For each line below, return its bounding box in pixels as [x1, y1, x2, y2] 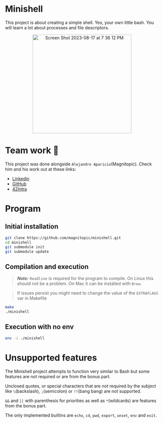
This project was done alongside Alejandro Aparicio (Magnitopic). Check [5, 161, 152, 167]
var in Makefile [17, 295, 47, 301]
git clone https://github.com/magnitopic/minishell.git [5, 235, 121, 240]
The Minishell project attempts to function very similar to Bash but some [5, 368, 150, 374]
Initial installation [5, 222, 59, 231]
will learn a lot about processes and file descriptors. [5, 24, 109, 30]
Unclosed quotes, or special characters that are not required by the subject [5, 383, 156, 389]
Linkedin [12, 176, 30, 181]
